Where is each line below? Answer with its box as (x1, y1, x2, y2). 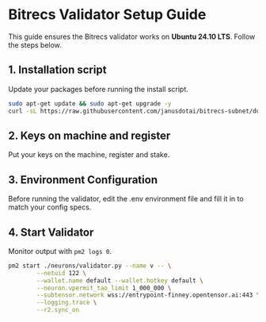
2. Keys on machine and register (8, 128, 171, 142)
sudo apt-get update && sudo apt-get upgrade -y (8, 99, 172, 108)
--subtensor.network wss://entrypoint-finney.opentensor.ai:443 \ (36, 291, 260, 299)
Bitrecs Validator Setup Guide (8, 6, 207, 24)
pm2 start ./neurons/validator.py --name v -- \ (8, 262, 172, 270)
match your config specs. (8, 202, 92, 212)
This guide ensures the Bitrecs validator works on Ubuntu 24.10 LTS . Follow (8, 32, 256, 41)
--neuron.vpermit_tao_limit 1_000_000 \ (36, 284, 172, 292)
